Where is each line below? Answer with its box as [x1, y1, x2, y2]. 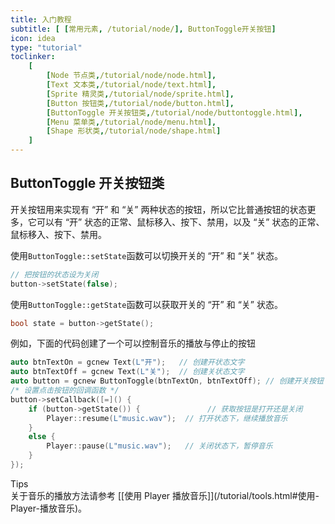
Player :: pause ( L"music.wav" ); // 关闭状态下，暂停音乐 [46, 441, 273, 451]
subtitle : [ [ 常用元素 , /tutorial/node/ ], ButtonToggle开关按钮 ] [10, 24, 277, 34]
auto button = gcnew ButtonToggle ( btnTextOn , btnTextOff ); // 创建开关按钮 [10, 376, 324, 386]
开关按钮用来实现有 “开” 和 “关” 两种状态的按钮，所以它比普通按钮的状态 [10, 203, 308, 215]
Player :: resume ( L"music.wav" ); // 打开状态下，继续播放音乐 [46, 413, 288, 423]
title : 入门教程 [10, 14, 72, 25]
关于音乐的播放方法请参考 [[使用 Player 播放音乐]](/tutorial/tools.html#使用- [10, 489, 320, 501]
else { [28, 432, 56, 442]
